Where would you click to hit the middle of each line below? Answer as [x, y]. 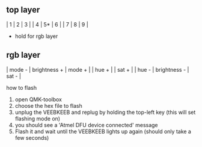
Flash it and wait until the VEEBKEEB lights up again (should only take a [103, 131]
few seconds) [32, 137]
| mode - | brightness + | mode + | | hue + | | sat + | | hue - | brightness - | [98, 69]
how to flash [22, 87]
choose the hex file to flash [48, 105]
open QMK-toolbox [38, 99]
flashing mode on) [38, 118]
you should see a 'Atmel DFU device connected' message [86, 125]
